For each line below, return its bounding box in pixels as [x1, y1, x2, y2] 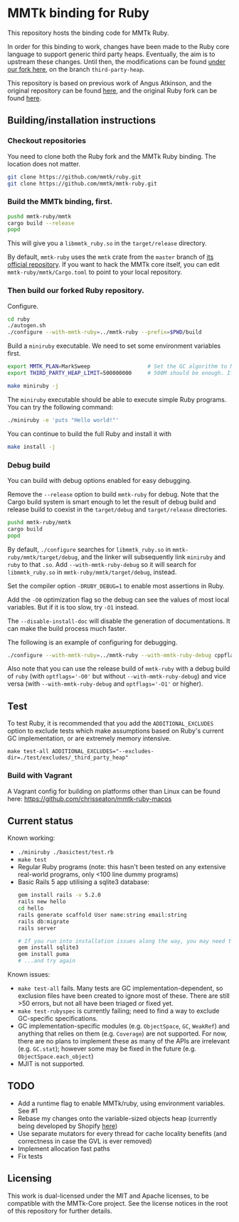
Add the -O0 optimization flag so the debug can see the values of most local [7, 595, 230, 604]
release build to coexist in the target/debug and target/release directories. [7, 505, 228, 514]
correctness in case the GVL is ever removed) [17, 1137, 152, 1145]
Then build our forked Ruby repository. [7, 286, 144, 296]
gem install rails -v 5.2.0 [17, 891, 101, 899]
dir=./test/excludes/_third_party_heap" [7, 754, 129, 762]
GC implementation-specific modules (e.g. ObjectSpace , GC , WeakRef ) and [17, 1022, 230, 1031]
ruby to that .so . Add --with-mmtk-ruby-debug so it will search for [7, 560, 197, 568]
